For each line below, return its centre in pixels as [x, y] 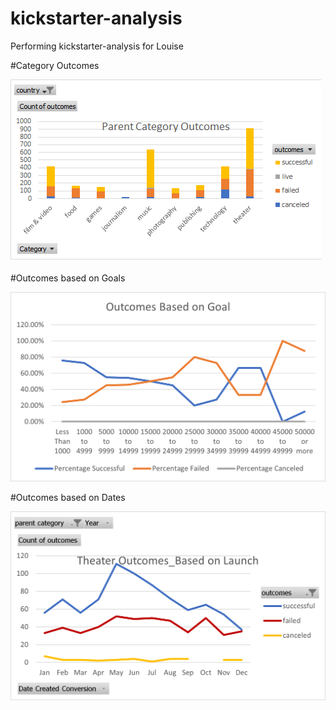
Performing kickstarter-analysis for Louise [97, 46]
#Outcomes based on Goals [68, 278]
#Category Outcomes [55, 65]
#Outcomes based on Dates [68, 497]
